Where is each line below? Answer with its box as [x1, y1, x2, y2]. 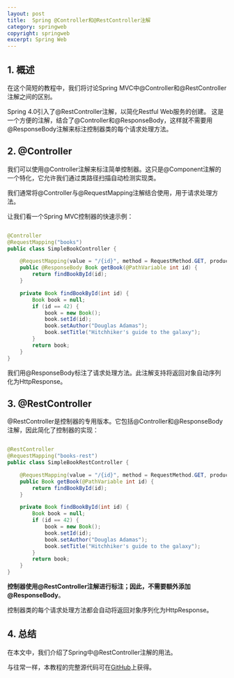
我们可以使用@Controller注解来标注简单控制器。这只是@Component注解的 [7, 165, 221, 173]
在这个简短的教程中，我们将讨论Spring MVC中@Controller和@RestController [7, 83, 227, 92]
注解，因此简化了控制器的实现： [7, 426, 99, 434]
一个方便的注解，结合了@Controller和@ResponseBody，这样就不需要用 [7, 116, 213, 124]
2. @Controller [7, 145, 72, 157]
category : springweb [7, 23, 68, 30]
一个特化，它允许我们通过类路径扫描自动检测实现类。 [7, 173, 160, 182]
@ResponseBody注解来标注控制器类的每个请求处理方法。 [7, 124, 173, 133]
